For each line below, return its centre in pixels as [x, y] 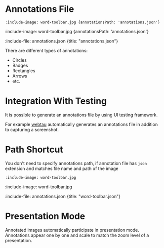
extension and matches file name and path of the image [62, 168]
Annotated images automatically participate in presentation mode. [72, 230]
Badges [20, 65]
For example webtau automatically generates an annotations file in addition [82, 124]
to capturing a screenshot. [32, 129]
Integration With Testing [56, 101]
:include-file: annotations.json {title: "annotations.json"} [62, 41]
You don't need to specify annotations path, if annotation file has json [76, 163]
